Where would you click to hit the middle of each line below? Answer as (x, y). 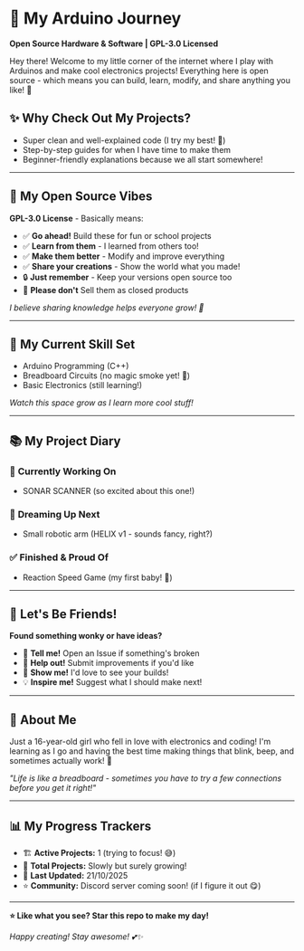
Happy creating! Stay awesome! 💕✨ (76, 937)
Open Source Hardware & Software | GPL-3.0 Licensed (114, 43)
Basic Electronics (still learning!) (82, 385)
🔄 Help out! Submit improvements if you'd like (108, 663)
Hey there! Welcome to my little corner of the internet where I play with (142, 61)
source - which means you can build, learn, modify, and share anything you (150, 80)
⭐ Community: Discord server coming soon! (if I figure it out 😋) (142, 886)
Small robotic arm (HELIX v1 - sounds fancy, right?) (118, 534)
